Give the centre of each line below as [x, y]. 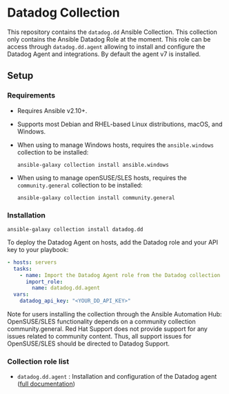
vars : [21, 295]
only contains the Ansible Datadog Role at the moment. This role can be [109, 39]
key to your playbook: [38, 249]
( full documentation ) [46, 384]
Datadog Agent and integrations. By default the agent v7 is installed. [104, 54]
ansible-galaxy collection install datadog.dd [75, 229]
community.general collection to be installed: [80, 185]
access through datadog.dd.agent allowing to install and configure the [106, 46]
